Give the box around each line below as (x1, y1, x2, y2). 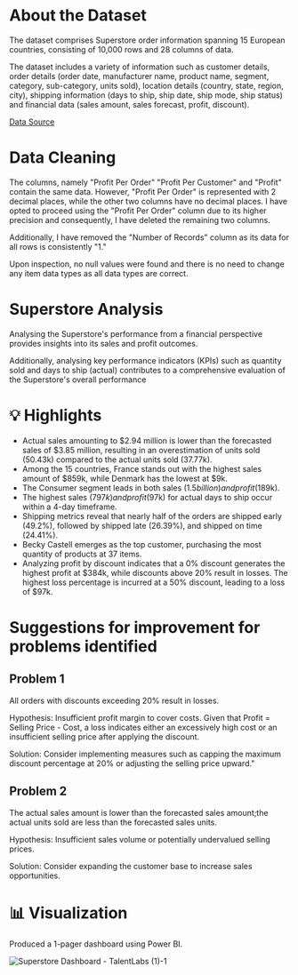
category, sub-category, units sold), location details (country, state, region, (9, 80, 285, 91)
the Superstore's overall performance (9, 374, 147, 385)
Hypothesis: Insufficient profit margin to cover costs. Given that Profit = (9, 712, 271, 723)
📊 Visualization (9, 903, 128, 923)
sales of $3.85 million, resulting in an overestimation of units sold (21, 444, 261, 455)
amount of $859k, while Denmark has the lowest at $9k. (21, 473, 229, 484)
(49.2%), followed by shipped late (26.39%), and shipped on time (21, 520, 262, 531)
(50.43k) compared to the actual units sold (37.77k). (21, 454, 213, 465)
